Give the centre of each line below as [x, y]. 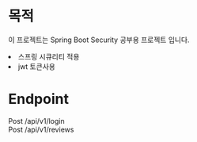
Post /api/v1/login [36, 121]
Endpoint [39, 99]
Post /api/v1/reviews [41, 129]
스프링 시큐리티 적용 [49, 56]
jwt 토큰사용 [37, 66]
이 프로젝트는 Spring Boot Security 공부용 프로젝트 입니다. [99, 40]
